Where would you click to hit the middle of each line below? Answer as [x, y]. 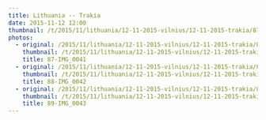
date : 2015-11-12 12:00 [47, 23]
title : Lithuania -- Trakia [55, 15]
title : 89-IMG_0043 [55, 103]
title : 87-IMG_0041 [55, 60]
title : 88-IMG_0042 [55, 81]
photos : [21, 37]
